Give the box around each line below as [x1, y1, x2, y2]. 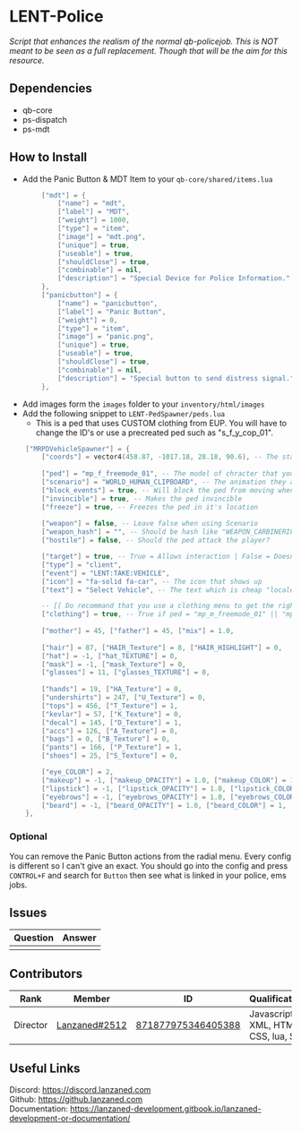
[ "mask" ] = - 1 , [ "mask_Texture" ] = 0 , [41, 660, 186, 669]
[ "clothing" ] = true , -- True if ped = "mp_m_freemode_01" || [41, 610, 279, 619]
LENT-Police [9, 6, 104, 27]
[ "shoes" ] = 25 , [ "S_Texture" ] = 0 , [41, 751, 178, 760]
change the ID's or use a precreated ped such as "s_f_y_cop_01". [35, 427, 273, 438]
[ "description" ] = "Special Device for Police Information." [56, 274, 291, 283]
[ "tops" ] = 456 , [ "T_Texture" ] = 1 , [41, 701, 178, 710]
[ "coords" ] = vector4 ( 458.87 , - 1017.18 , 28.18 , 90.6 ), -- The [41, 452, 279, 462]
